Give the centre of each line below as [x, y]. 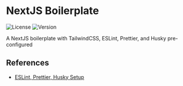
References [28, 63]
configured [19, 44]
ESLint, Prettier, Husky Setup [49, 77]
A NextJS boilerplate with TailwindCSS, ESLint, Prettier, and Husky [86, 38]
